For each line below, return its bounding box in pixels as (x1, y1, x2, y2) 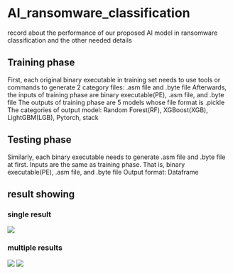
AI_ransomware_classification (7, 5, 190, 21)
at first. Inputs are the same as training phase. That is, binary (7, 160, 185, 168)
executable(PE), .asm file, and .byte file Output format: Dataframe (7, 168, 199, 176)
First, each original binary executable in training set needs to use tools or (7, 75, 221, 84)
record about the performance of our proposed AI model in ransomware (7, 28, 218, 37)
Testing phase (7, 133, 72, 146)
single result (7, 209, 52, 219)
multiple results (7, 243, 63, 253)
